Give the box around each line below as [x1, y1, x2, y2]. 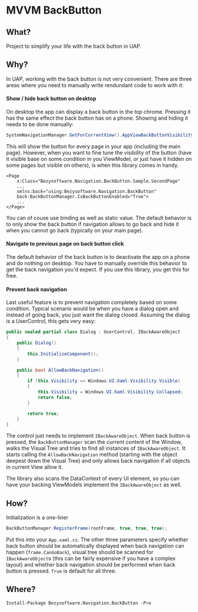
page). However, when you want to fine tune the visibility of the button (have [6, 149, 192, 156]
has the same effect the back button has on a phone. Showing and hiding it [6, 114, 189, 121]
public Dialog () [16, 340, 57, 346]
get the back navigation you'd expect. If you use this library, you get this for [6, 266, 190, 273]
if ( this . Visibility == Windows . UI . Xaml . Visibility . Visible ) [27, 378, 181, 384]
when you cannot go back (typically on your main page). [6, 226, 143, 233]
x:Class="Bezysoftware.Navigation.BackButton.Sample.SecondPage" [16, 178, 181, 184]
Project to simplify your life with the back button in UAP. [6, 42, 141, 50]
